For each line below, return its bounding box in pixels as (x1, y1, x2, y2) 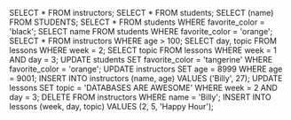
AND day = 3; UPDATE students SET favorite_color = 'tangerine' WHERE (9, 55, 273, 64)
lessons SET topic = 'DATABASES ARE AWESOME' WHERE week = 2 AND (9, 83, 278, 93)
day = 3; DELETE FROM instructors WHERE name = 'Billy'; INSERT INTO (9, 92, 272, 102)
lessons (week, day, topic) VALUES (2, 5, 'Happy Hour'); (9, 101, 215, 111)
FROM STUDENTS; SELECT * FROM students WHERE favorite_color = (9, 17, 265, 27)
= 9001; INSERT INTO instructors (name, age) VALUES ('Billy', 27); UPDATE (9, 73, 283, 83)
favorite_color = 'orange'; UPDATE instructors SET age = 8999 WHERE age (9, 64, 283, 74)
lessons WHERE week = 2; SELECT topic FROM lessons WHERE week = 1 (9, 45, 277, 56)
